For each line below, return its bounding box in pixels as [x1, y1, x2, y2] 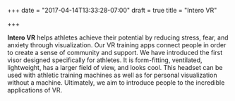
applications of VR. [7, 86, 62, 94]
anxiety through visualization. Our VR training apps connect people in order [7, 41, 227, 49]
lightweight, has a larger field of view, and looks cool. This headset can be [7, 64, 223, 71]
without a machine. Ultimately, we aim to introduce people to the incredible [7, 78, 225, 87]
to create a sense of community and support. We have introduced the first [7, 49, 223, 57]
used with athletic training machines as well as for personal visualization [7, 71, 217, 79]
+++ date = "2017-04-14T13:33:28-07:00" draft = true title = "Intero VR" [7, 6, 217, 14]
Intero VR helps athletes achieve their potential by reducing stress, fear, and [7, 33, 229, 42]
